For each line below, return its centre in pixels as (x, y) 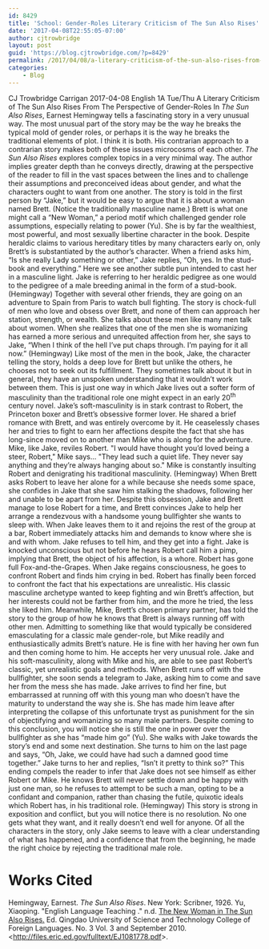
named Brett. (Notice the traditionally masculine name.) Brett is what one (128, 208)
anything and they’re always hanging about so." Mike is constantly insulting (132, 465)
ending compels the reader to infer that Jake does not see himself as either (132, 772)
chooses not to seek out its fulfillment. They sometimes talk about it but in (130, 370)
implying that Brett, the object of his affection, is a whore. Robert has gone (131, 559)
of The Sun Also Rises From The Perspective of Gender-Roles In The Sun (129, 107)
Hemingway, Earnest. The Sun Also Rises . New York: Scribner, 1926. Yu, (127, 903)
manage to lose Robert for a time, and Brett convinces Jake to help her (125, 508)
